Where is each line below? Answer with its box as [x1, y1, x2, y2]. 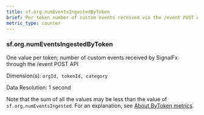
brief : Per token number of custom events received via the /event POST [6, 15, 194, 21]
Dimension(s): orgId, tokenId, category [6, 72, 108, 79]
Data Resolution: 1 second [6, 84, 71, 91]
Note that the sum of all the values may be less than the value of [6, 95, 167, 103]
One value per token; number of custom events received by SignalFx [6, 54, 178, 61]
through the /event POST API [6, 60, 79, 67]
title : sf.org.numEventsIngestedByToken [6, 8, 110, 15]
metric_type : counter [6, 20, 61, 26]
